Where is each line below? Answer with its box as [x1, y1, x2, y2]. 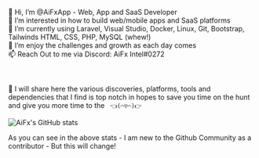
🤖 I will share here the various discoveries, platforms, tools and [8, 84, 211, 93]
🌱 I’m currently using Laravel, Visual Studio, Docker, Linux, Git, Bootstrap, [8, 24, 245, 33]
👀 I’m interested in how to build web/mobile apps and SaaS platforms [8, 16, 231, 25]
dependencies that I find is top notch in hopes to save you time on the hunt [8, 92, 250, 102]
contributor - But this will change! [8, 142, 116, 150]
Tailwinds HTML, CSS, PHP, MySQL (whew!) [8, 32, 151, 41]
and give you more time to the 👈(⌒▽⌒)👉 [8, 101, 143, 110]
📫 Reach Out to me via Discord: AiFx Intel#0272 [8, 49, 165, 59]
